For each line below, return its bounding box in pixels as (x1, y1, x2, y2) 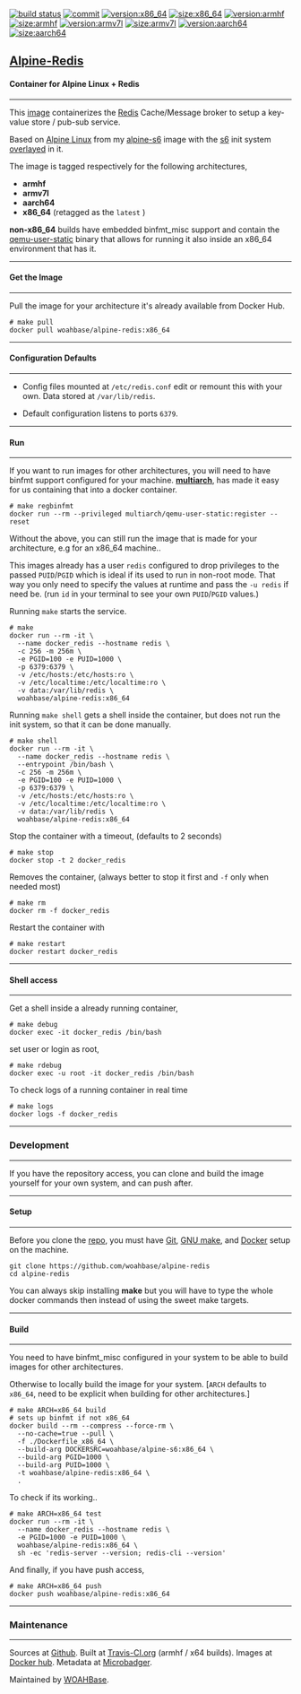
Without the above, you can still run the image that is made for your (9, 534, 258, 544)
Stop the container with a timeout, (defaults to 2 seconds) (9, 830, 222, 842)
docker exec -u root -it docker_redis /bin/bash (9, 1069, 194, 1078)
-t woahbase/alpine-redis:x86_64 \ (17, 1469, 150, 1478)
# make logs (9, 1102, 54, 1111)
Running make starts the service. (9, 606, 127, 617)
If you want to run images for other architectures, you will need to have (9, 465, 271, 476)
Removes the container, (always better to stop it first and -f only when (9, 872, 269, 882)
